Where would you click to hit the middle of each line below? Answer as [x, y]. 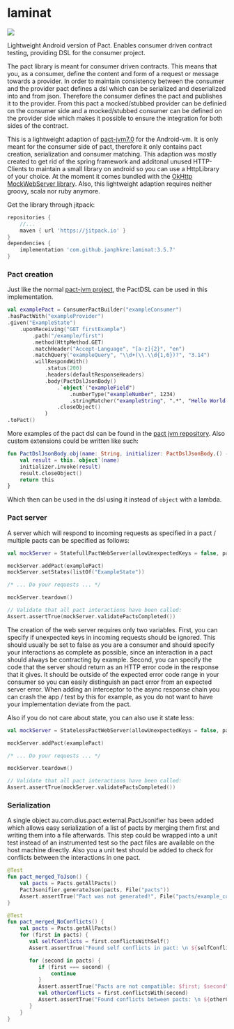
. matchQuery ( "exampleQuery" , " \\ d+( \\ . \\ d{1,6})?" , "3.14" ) [121, 355]
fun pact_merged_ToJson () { [48, 877]
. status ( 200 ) [63, 368]
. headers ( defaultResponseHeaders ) [94, 375]
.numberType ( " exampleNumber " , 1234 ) [123, 394]
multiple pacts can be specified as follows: [69, 540]
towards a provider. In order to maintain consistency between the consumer [116, 81]
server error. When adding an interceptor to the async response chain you [114, 689]
